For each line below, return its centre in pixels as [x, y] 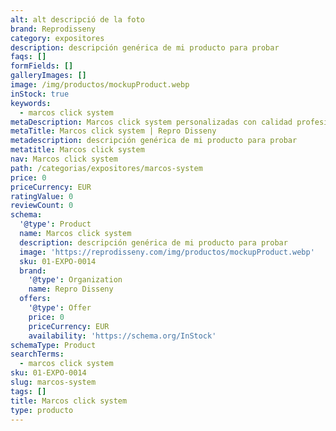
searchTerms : [37, 354]
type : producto [42, 410]
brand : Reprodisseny [53, 29]
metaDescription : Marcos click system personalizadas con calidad [151, 122]
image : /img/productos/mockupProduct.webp [100, 85]
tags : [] [28, 391]
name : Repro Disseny [71, 289]
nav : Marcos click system [64, 159]
